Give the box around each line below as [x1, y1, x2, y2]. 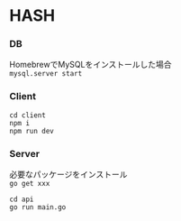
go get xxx [9, 180, 50, 189]
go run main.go [9, 203, 67, 212]
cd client [9, 110, 47, 120]
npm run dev [9, 126, 54, 135]
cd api [9, 195, 34, 204]
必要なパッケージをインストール [9, 169, 128, 180]
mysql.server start [9, 69, 83, 78]
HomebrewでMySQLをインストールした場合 [9, 60, 173, 70]
